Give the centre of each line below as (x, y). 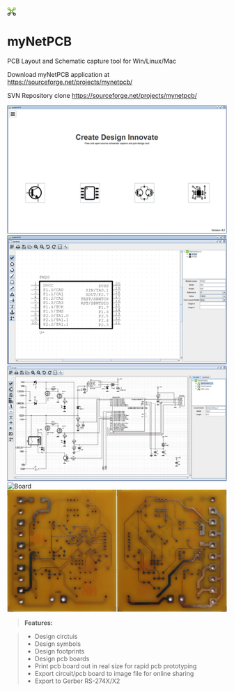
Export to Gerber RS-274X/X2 (77, 681)
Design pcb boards (62, 658)
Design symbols (58, 644)
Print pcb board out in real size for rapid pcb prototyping (116, 666)
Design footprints (60, 651)
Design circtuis (56, 636)
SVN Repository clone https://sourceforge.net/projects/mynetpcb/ (102, 95)
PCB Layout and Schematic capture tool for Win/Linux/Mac (92, 61)
